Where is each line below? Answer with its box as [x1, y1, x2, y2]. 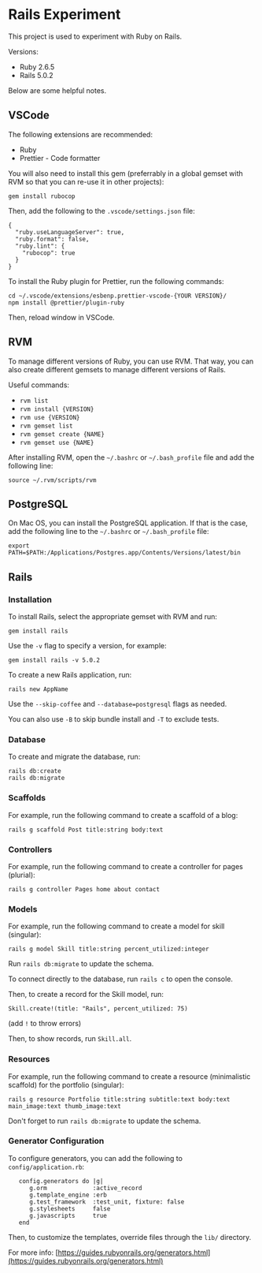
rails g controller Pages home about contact [8, 885, 160, 893]
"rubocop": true [22, 248, 76, 257]
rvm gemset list [19, 422, 73, 430]
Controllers [8, 844, 53, 855]
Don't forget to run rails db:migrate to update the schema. [8, 1116, 201, 1126]
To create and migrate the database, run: [8, 752, 141, 762]
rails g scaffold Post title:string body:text [8, 826, 164, 834]
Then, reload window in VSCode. [8, 312, 116, 322]
